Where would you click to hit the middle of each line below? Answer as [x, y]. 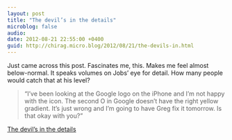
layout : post [26, 14]
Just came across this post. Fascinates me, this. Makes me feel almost [108, 65]
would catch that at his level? [49, 80]
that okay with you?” [53, 116]
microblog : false [32, 26]
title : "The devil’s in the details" [62, 20]
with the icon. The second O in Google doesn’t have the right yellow [121, 101]
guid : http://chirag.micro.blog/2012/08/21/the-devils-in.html [101, 46]
